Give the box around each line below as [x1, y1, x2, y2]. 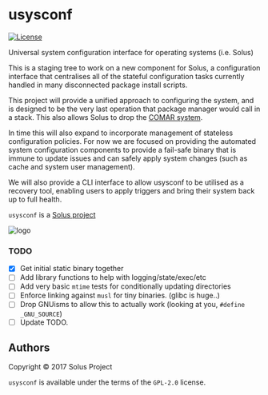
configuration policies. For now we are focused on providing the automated [8, 136, 256, 146]
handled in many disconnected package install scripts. [8, 80, 188, 90]
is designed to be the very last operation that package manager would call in [8, 104, 261, 114]
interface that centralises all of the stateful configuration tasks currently [8, 71, 245, 81]
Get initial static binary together [19, 264, 124, 273]
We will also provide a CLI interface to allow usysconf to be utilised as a [8, 178, 244, 187]
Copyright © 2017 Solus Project [8, 362, 113, 372]
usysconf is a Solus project [8, 209, 96, 219]
